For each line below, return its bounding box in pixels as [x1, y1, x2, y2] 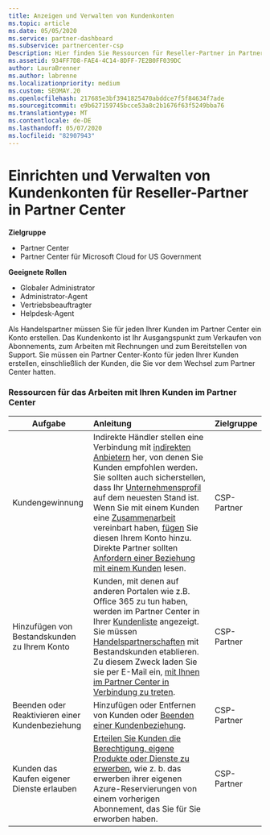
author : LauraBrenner [8, 64, 81, 73]
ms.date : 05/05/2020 [8, 27, 78, 35]
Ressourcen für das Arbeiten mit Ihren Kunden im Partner [8, 387, 237, 398]
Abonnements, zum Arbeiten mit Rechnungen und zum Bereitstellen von [8, 341, 247, 351]
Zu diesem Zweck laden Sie [93, 656, 198, 667]
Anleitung [93, 417, 133, 429]
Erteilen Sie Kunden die [93, 733, 181, 744]
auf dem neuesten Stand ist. [93, 492, 199, 503]
